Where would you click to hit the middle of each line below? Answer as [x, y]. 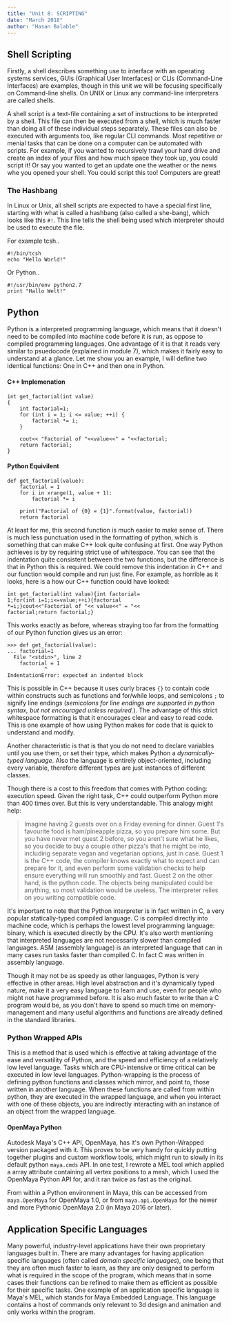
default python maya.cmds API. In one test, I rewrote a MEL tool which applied [115, 1165]
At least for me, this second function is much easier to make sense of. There [115, 530]
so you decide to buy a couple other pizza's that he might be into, [117, 846]
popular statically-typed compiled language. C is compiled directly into [108, 918]
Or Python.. [23, 272]
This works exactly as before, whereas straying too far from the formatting [113, 625]
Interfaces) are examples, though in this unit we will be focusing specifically [115, 86]
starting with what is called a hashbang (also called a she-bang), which [108, 213]
